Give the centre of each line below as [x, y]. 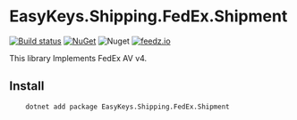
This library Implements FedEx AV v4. [78, 58]
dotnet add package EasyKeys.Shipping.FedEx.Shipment [127, 107]
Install [27, 86]
